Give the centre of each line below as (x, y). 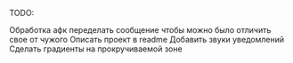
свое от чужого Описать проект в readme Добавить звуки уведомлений (147, 39)
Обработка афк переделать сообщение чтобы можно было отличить (140, 30)
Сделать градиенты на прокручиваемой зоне (96, 49)
